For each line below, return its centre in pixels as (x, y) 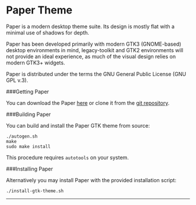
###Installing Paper (30, 169)
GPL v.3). (17, 80)
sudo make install (28, 146)
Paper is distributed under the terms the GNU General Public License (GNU (96, 74)
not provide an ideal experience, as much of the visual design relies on (91, 56)
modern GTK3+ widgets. (36, 63)
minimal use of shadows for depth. (48, 32)
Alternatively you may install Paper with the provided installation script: (91, 180)
